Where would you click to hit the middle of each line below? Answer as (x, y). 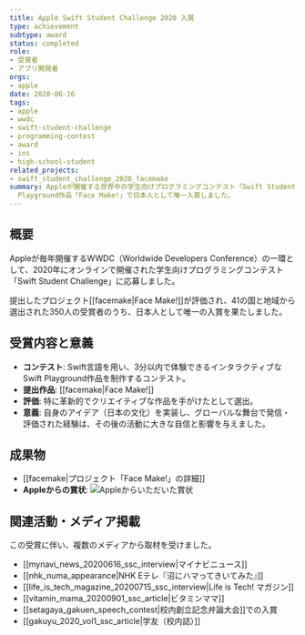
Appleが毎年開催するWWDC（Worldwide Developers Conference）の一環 (148, 258)
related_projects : (44, 170)
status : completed (44, 43)
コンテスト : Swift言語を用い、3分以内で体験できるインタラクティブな (152, 367)
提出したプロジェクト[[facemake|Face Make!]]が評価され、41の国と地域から (152, 300)
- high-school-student (52, 161)
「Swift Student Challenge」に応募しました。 (95, 281)
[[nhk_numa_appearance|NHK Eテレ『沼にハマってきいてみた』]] (143, 576)
